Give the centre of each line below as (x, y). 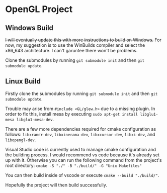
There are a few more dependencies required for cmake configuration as (81, 129)
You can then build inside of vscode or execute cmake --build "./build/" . (82, 175)
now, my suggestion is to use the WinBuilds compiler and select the (75, 45)
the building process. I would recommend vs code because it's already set (82, 155)
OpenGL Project (39, 9)
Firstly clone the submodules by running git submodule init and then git (81, 93)
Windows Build (29, 28)
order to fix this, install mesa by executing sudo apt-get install (72, 114)
